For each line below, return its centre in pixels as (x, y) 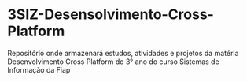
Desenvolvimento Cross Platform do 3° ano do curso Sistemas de (113, 61)
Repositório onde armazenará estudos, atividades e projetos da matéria (123, 53)
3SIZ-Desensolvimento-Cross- (111, 15)
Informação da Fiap (39, 69)
